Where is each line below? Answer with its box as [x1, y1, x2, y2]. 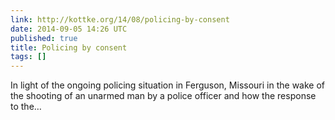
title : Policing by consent [10, 42, 128, 53]
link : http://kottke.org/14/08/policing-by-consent [10, 14, 230, 25]
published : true [10, 33, 78, 43]
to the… [10, 101, 42, 113]
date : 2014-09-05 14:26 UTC [10, 24, 128, 34]
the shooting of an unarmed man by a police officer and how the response [10, 90, 317, 102]
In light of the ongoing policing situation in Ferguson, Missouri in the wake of [10, 79, 325, 91]
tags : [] [10, 52, 47, 62]
